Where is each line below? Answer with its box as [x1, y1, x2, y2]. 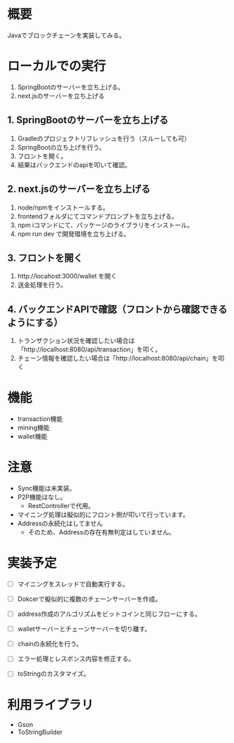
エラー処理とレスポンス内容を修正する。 [17, 654, 135, 663]
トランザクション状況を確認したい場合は [17, 337, 135, 345]
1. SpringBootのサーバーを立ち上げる [7, 114, 169, 127]
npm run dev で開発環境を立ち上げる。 [17, 229, 130, 238]
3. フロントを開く [7, 252, 83, 264]
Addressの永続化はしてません [17, 519, 103, 527]
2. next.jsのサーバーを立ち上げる [7, 183, 151, 195]
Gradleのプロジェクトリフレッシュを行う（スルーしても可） [17, 134, 191, 143]
